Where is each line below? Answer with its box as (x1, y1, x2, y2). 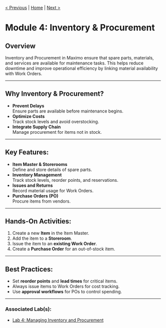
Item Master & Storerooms (12, 161, 68, 167)
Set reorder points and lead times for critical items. (12, 278, 118, 284)
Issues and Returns (12, 182, 53, 188)
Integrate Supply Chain (12, 124, 61, 130)
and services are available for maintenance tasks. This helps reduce (5, 60, 144, 66)
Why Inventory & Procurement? (5, 90, 104, 98)
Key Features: (5, 148, 49, 157)
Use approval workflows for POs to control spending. (12, 289, 122, 295)
